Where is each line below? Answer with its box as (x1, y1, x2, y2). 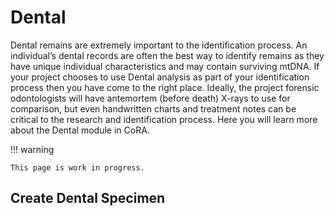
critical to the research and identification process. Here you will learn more (10, 113, 318, 125)
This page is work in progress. (10, 162, 145, 173)
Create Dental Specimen (10, 190, 166, 207)
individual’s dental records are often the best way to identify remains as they (10, 49, 325, 61)
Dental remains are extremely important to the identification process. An (10, 39, 308, 51)
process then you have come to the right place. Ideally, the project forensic (10, 81, 320, 93)
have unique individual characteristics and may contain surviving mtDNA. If (10, 60, 320, 72)
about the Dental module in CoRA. (10, 124, 150, 136)
